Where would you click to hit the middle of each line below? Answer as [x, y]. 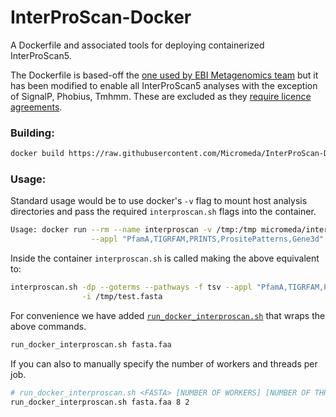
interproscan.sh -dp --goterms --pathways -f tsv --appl [131, 287]
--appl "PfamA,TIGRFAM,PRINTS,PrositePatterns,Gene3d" [207, 239]
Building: [32, 133]
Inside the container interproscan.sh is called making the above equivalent [165, 258]
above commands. [48, 326]
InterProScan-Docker [101, 17]
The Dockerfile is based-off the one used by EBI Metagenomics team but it [164, 75]
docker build [37, 154]
